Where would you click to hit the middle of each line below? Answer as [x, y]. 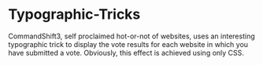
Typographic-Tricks [74, 14]
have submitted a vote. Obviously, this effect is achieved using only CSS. [126, 52]
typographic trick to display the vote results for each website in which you [128, 44]
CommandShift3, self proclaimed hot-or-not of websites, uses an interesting [131, 36]
